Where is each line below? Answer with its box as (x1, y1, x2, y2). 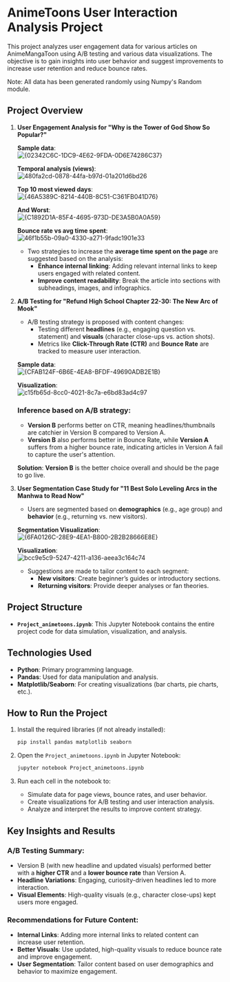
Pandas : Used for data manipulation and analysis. (17, 673, 158, 681)
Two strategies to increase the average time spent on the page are (27, 247, 218, 255)
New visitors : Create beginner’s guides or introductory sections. (37, 574, 221, 583)
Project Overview (7, 105, 83, 116)
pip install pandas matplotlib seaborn (17, 739, 132, 746)
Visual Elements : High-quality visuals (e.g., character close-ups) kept (17, 890, 216, 899)
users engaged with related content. (37, 269, 141, 277)
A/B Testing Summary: (7, 846, 85, 855)
